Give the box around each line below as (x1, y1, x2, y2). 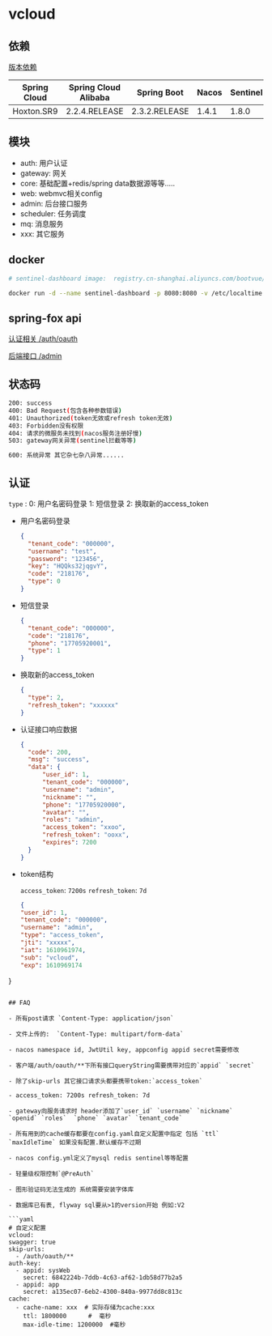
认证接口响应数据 (19, 724, 78, 734)
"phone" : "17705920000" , (41, 801, 126, 809)
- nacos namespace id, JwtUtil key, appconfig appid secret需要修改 (8, 1045, 240, 1053)
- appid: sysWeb (15, 1266, 70, 1274)
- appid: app (15, 1280, 60, 1288)
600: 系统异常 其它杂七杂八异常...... (8, 451, 125, 460)
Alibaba (79, 92, 111, 103)
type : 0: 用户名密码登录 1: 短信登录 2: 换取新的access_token (8, 499, 209, 508)
